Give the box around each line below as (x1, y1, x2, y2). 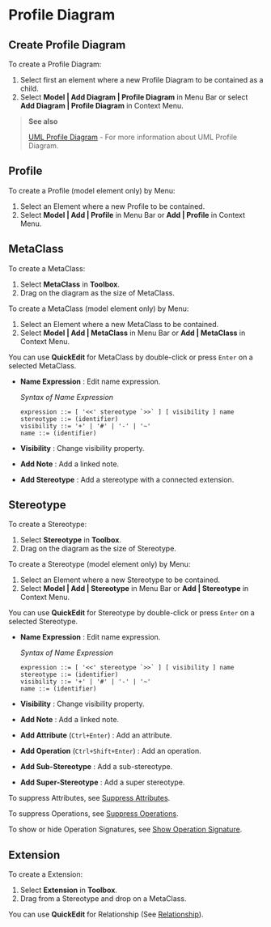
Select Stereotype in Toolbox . (19, 535, 121, 545)
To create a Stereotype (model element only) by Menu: (8, 559, 191, 569)
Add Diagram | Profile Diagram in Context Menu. (19, 101, 184, 110)
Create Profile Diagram (8, 38, 126, 52)
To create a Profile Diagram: (8, 59, 102, 69)
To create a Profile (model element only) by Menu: (8, 185, 176, 195)
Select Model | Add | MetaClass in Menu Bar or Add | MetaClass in (19, 328, 246, 338)
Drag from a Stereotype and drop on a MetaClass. (19, 894, 187, 904)
